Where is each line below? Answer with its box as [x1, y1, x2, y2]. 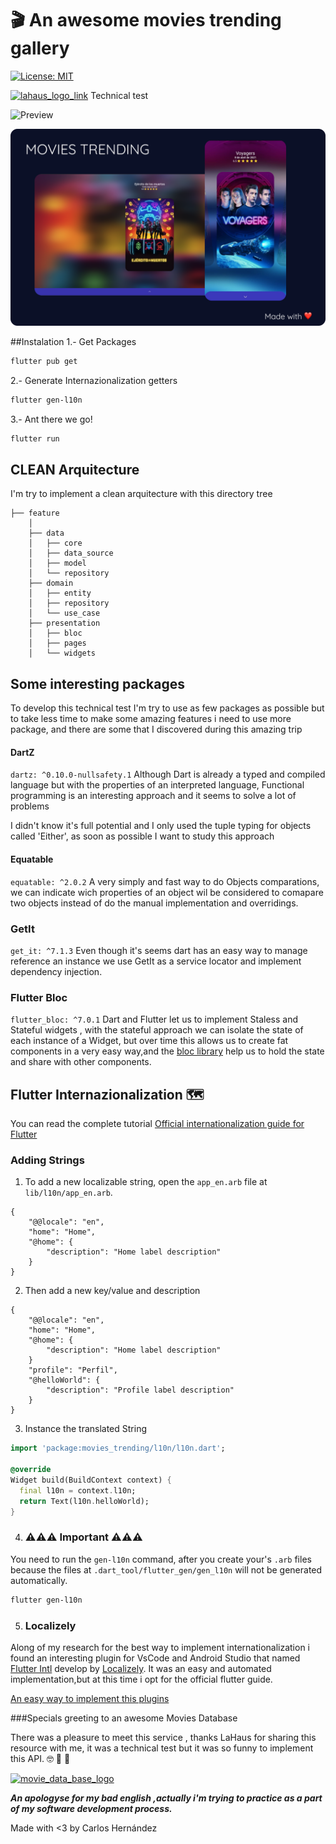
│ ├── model [28, 558, 87, 569]
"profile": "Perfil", [28, 1365, 118, 1376]
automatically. [10, 1574, 68, 1586]
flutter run [10, 433, 60, 444]
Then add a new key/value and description [24, 1285, 201, 1297]
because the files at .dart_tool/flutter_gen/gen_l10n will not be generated [10, 1563, 323, 1576]
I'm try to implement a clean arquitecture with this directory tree [10, 488, 273, 500]
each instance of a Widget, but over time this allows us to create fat [10, 1035, 289, 1047]
